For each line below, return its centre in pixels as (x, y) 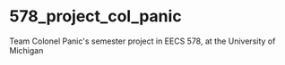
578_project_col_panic (95, 16)
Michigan (26, 50)
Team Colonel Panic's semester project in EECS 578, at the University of (142, 41)
